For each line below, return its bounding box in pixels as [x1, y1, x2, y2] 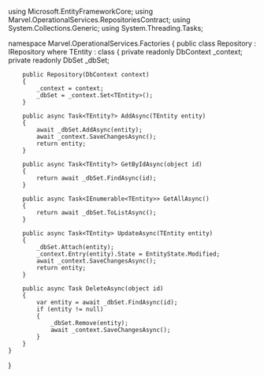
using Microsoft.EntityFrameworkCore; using [8, 7, 154, 16]
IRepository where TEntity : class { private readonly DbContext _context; [8, 47, 243, 56]
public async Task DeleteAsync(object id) [22, 285, 164, 293]
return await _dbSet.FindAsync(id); [36, 174, 157, 182]
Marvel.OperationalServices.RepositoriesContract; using [8, 15, 191, 24]
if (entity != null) [36, 305, 104, 313]
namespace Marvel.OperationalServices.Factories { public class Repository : [8, 39, 256, 48]
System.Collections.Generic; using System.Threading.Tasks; [8, 24, 203, 32]
